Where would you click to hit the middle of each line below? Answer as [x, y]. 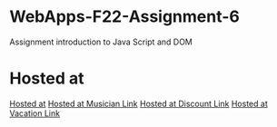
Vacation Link [35, 113]
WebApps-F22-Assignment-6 [125, 17]
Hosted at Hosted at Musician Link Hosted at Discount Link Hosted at [138, 103]
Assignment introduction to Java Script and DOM [101, 42]
